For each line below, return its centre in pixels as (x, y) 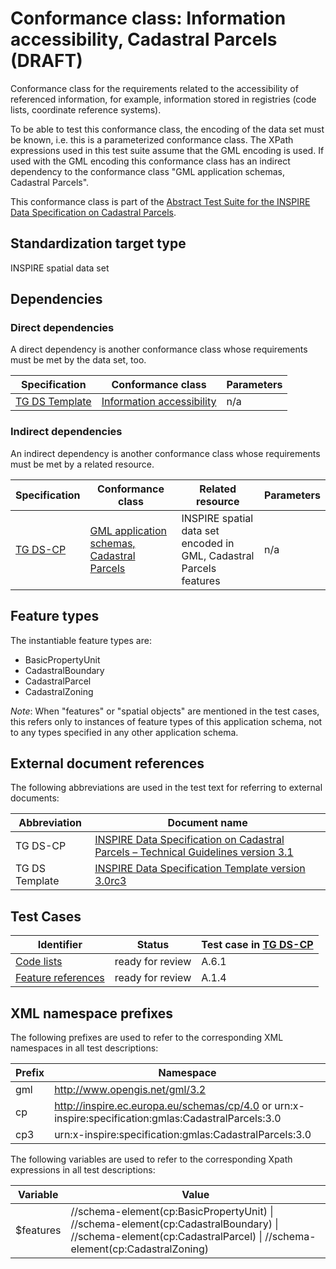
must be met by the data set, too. (78, 360)
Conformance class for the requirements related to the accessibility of (154, 88)
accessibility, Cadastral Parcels (144, 39)
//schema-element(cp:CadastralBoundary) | (174, 1224)
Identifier (60, 945)
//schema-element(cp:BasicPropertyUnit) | (172, 1211)
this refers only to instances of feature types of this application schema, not (166, 721)
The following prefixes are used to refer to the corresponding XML (147, 1037)
